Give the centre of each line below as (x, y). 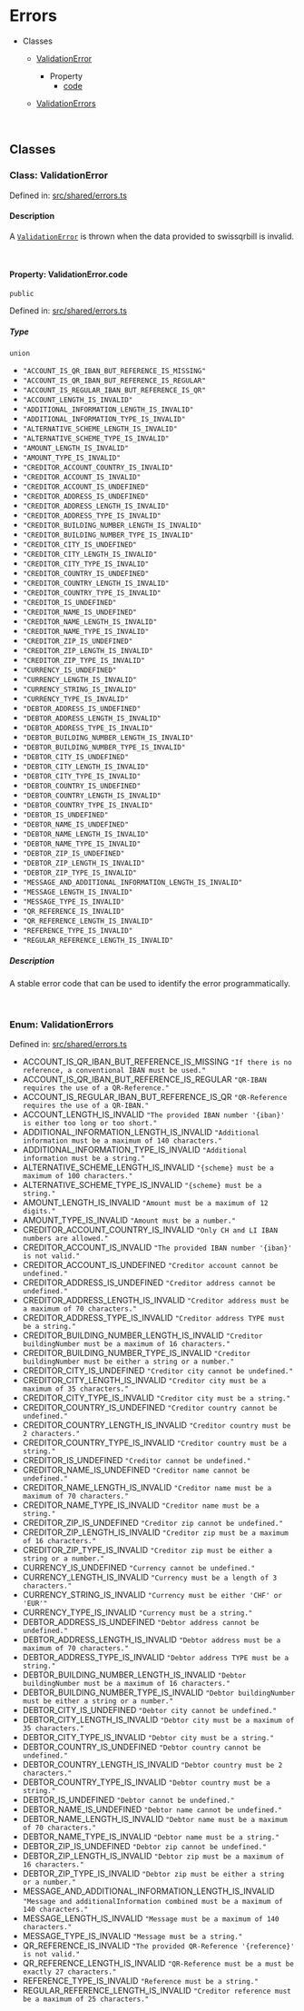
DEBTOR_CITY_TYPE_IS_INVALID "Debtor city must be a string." (148, 1738)
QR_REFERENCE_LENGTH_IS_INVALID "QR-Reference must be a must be (158, 1964)
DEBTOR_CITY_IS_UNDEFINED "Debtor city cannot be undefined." (149, 1710)
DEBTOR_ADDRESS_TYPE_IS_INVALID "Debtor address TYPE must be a (156, 1658)
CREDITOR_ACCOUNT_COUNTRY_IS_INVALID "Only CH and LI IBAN (150, 1230)
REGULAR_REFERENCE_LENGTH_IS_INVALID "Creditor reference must (157, 1991)
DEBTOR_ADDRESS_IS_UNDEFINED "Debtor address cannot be (141, 1622)
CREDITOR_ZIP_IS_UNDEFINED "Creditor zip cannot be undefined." (153, 1523)
